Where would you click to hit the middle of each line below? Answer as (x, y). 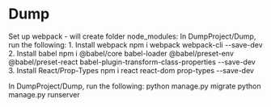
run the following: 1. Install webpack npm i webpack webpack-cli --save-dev (135, 44)
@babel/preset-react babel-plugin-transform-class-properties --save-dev (132, 62)
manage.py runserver (44, 94)
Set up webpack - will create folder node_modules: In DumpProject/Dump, (132, 36)
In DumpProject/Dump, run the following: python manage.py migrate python (135, 86)
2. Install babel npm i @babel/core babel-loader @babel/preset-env (121, 53)
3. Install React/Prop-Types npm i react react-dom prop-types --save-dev (131, 70)
